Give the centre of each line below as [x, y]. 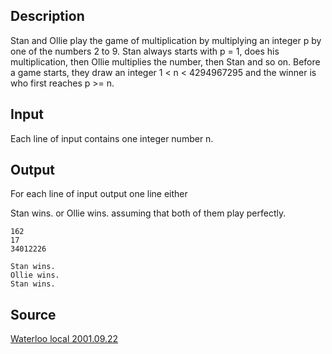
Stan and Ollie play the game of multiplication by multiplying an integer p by [166, 40]
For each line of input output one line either [99, 194]
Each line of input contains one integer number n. [112, 138]
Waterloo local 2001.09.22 [64, 339]
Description [47, 16]
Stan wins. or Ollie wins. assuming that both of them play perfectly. [148, 213]
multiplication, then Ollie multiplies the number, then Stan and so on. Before [165, 61]
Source [33, 314]
